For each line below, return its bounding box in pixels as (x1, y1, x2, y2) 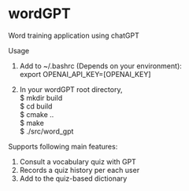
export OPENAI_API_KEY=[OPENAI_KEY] (19, 69, 151, 79)
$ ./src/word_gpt (19, 127, 74, 136)
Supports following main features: (8, 141, 118, 151)
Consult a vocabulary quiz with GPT (19, 156, 136, 166)
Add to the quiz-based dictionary (19, 174, 128, 183)
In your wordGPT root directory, (19, 84, 123, 94)
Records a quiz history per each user (19, 165, 140, 174)
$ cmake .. (19, 109, 54, 119)
